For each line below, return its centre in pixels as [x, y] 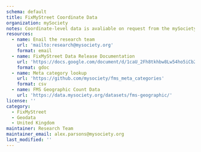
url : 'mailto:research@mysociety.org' [65, 45]
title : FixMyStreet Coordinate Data [52, 17]
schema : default [26, 12]
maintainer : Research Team [40, 129]
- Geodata [24, 117]
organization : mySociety [37, 23]
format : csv [32, 84]
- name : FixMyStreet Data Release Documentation [73, 56]
